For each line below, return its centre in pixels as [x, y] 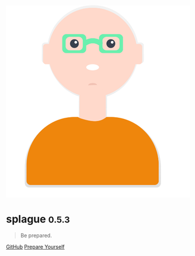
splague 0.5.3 [38, 219]
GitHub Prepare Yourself [35, 247]
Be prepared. [36, 235]
